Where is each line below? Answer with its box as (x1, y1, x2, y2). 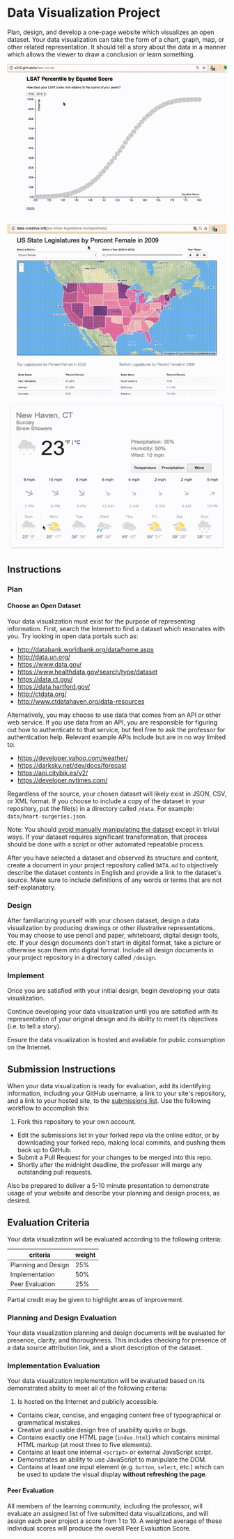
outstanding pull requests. (17, 1168, 93, 1177)
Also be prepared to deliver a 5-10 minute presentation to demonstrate (7, 1182, 210, 1190)
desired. (7, 1196, 31, 1205)
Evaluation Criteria (7, 1216, 90, 1228)
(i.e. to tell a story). (7, 1022, 61, 1030)
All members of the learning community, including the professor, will (7, 1501, 203, 1510)
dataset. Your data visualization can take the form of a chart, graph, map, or (7, 35, 225, 43)
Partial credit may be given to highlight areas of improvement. (7, 1295, 185, 1304)
